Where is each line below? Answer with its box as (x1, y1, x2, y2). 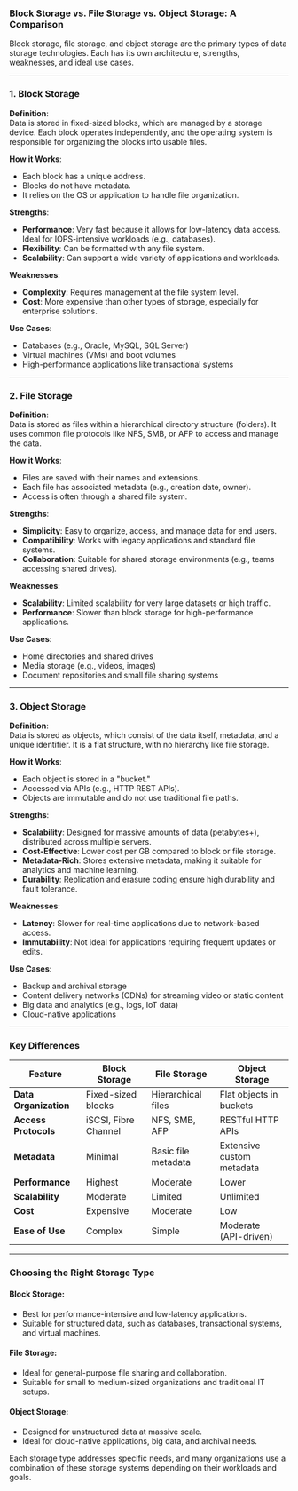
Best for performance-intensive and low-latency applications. (21, 1308, 247, 1319)
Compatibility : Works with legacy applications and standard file (21, 535, 255, 545)
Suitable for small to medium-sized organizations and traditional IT (21, 1376, 265, 1387)
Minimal (85, 1151, 119, 1163)
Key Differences (9, 1040, 80, 1052)
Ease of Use (13, 1225, 66, 1237)
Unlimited (219, 1191, 260, 1203)
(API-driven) (219, 1231, 273, 1243)
